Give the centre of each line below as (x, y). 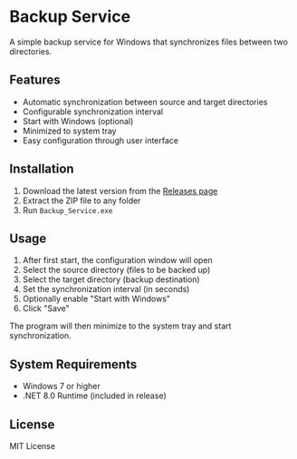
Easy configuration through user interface (101, 140)
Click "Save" (46, 308)
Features (35, 80)
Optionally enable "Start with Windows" (96, 299)
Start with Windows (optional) (78, 121)
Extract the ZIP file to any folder (81, 200)
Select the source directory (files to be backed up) (116, 270)
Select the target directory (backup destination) (111, 279)
